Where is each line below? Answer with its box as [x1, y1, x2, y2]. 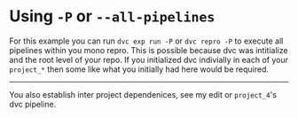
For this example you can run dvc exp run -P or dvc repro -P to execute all [9, 35, 284, 46]
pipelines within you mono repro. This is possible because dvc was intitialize [9, 44, 288, 55]
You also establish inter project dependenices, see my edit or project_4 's [9, 89, 278, 99]
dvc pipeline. [9, 98, 57, 109]
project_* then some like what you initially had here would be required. [9, 64, 269, 75]
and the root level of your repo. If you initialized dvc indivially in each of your [9, 54, 288, 65]
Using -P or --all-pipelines [9, 6, 216, 27]
